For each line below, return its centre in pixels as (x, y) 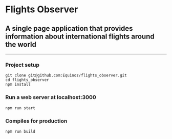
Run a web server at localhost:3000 (51, 97)
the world (21, 44)
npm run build (20, 131)
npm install (18, 85)
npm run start (20, 108)
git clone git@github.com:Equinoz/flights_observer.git (66, 75)
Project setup (22, 65)
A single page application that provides (69, 28)
